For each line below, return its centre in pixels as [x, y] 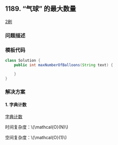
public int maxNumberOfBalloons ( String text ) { [63, 65]
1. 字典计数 [16, 105]
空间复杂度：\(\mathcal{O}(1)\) [36, 137]
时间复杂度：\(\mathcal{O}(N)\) [37, 127]
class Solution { [23, 60]
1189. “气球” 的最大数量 [41, 9]
